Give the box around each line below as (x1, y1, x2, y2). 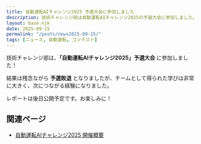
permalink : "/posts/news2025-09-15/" (6, 31, 102, 37)
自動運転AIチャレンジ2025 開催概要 (15, 131, 104, 139)
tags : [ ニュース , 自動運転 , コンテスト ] (6, 37, 97, 43)
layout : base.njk (6, 20, 50, 26)
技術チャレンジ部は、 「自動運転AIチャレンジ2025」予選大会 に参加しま (6, 54, 183, 61)
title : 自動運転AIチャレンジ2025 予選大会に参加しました (6, 8, 134, 15)
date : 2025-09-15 (6, 25, 50, 32)
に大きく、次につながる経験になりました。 (6, 82, 113, 89)
